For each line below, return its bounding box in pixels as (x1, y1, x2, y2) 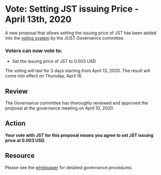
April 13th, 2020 (5, 14, 72, 25)
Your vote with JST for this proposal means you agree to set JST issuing (5, 132, 154, 138)
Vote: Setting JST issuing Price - (5, 3, 139, 15)
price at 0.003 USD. (5, 137, 46, 143)
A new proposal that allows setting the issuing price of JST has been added (5, 30, 157, 36)
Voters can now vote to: (5, 47, 62, 54)
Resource (5, 152, 35, 160)
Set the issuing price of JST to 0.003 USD (12, 58, 96, 64)
